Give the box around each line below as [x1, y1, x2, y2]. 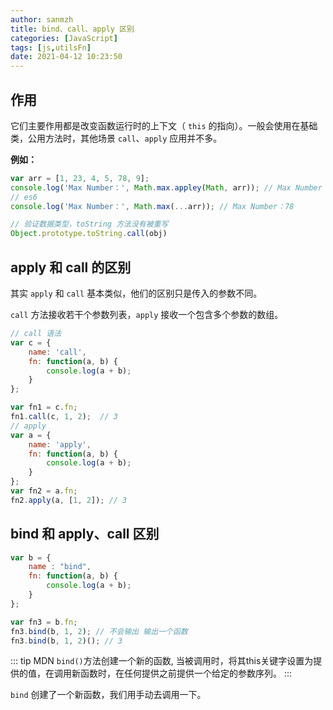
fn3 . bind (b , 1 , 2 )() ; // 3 [10, 636, 123, 646]
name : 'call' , [28, 347, 87, 357]
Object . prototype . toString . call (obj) [10, 229, 168, 239]
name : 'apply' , [28, 439, 92, 450]
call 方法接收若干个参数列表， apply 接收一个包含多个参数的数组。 [10, 309, 284, 320]
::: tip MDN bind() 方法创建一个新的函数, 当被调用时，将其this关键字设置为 [10, 655, 314, 667]
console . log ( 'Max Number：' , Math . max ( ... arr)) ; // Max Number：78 [10, 201, 295, 211]
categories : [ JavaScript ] [10, 33, 118, 43]
